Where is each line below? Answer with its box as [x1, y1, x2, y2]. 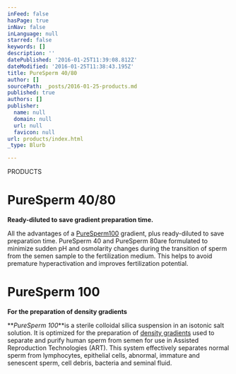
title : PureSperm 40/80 [7, 69, 78, 76]
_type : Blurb [7, 142, 46, 149]
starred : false [7, 37, 52, 44]
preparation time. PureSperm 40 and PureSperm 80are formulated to [7, 237, 208, 245]
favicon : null [13, 129, 55, 136]
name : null [13, 109, 46, 116]
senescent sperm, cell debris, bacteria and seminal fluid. [7, 358, 172, 367]
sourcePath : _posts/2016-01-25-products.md [7, 83, 138, 90]
